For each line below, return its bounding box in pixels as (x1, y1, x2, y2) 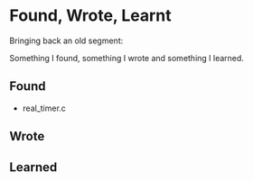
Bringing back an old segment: (9, 35, 124, 46)
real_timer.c (22, 103, 66, 113)
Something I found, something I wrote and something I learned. (9, 52, 244, 63)
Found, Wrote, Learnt (9, 5, 172, 26)
